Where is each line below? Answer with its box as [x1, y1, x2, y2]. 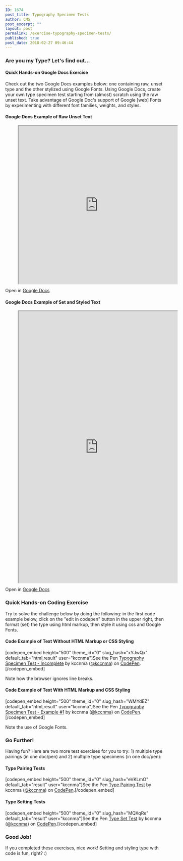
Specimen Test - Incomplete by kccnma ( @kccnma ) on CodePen [5, 660, 140, 666]
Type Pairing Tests [5, 765, 45, 771]
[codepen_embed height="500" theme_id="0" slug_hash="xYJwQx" [5, 649, 148, 655]
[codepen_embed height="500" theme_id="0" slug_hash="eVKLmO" [5, 777, 149, 783]
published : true [5, 36, 39, 41]
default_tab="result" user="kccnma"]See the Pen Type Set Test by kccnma [5, 815, 161, 822]
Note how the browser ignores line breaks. [5, 675, 94, 682]
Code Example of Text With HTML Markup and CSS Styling [5, 687, 131, 693]
